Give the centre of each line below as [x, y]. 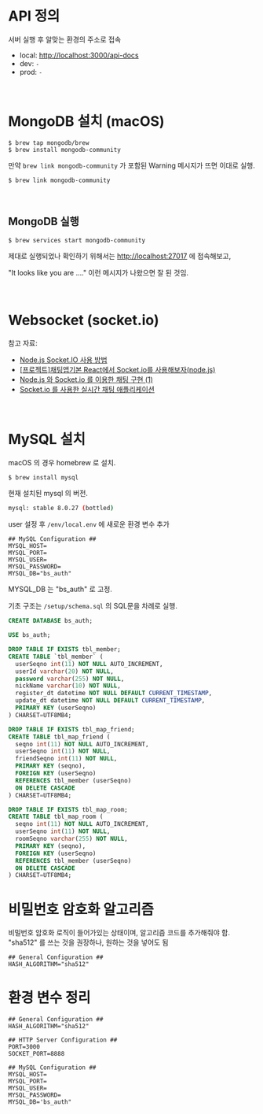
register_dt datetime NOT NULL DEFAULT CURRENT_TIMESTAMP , [114, 694]
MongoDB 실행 [44, 222]
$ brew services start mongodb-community [77, 240]
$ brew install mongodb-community [65, 150]
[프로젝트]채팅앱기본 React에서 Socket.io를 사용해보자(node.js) [117, 369]
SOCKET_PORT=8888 [37, 1054]
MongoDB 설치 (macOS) [86, 122]
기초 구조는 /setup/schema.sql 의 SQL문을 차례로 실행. [93, 606]
